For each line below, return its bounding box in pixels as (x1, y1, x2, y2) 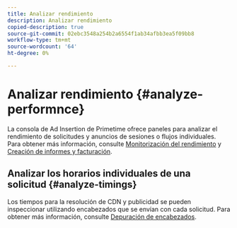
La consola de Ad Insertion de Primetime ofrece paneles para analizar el (7, 124, 218, 133)
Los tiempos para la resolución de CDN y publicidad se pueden (7, 197, 192, 205)
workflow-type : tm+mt (7, 37, 71, 44)
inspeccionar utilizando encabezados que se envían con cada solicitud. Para (7, 205, 231, 213)
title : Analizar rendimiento (7, 10, 93, 18)
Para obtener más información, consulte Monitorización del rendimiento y (7, 139, 221, 148)
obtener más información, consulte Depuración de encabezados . (7, 212, 197, 221)
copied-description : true (7, 23, 83, 30)
